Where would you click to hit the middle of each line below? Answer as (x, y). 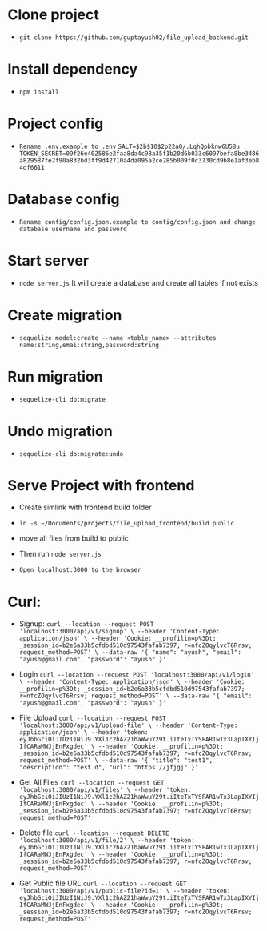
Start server (48, 260)
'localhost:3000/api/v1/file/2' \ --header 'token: (107, 841)
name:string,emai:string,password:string (89, 345)
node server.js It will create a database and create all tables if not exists (139, 282)
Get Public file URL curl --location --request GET (103, 883)
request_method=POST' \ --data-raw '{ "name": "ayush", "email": (130, 653)
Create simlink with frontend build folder (86, 507)
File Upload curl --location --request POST (92, 718)
